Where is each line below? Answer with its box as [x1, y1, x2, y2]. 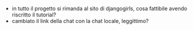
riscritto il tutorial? [11, 11, 57, 18]
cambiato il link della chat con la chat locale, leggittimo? [11, 18, 149, 24]
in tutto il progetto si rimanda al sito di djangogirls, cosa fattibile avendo [11, 5, 188, 12]
